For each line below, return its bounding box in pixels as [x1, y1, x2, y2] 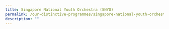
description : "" [5, 16, 39, 21]
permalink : [5, 12, 28, 17]
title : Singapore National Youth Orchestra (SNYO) [5, 7, 114, 12]
